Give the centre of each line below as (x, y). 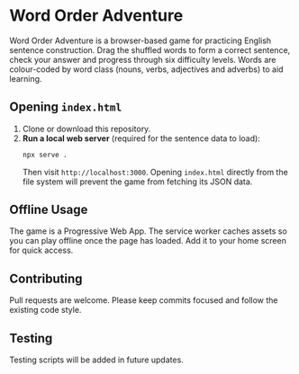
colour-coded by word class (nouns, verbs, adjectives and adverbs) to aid (146, 69)
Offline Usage (49, 210)
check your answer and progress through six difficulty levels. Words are (143, 59)
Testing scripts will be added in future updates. (97, 360)
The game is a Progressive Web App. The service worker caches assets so (149, 231)
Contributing (46, 278)
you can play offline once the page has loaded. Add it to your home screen (148, 241)
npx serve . (45, 155)
